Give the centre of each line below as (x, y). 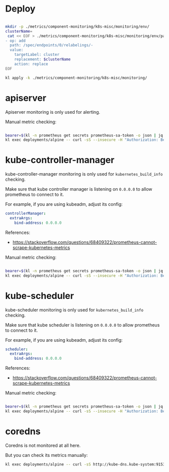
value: (17, 50)
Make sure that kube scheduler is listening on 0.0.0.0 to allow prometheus (82, 325)
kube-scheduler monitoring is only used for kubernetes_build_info (74, 309)
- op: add (16, 41)
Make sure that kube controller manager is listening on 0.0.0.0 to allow (79, 189)
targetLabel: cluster (37, 55)
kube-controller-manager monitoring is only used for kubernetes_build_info (84, 174)
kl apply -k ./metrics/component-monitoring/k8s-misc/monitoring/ (76, 78)
